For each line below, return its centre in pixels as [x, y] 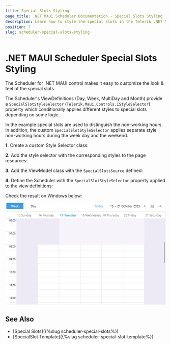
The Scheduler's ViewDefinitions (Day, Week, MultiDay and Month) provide [84, 98]
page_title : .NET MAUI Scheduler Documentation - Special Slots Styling [84, 16]
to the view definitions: [29, 186]
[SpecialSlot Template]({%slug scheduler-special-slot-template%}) [83, 337]
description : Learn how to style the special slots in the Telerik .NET [84, 21]
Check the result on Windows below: [44, 196]
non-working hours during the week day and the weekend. [67, 136]
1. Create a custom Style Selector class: [47, 145]
